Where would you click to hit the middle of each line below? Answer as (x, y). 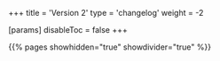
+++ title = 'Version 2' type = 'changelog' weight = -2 (106, 13)
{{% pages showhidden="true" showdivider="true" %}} (110, 47)
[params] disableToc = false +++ (68, 30)
